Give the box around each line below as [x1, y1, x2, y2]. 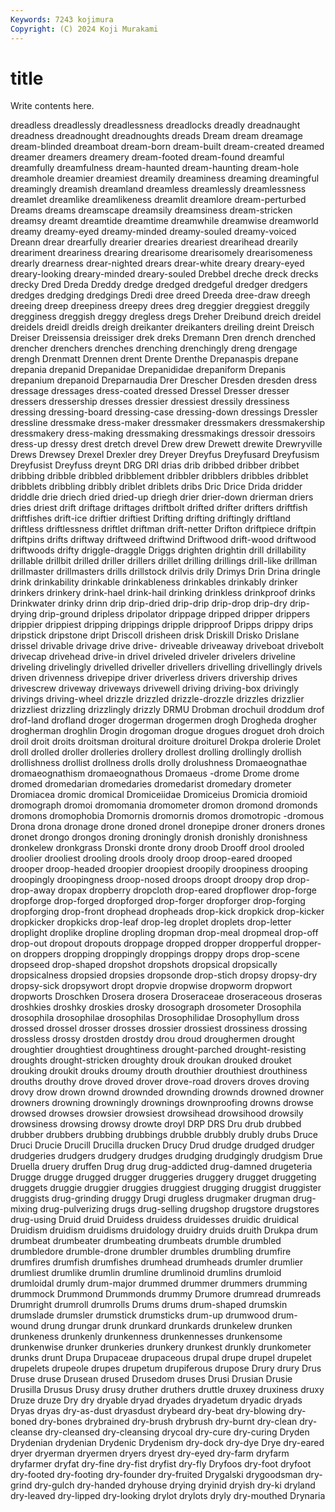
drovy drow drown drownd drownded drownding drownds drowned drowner [10, 1086, 325, 1098]
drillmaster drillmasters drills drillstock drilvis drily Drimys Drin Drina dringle [10, 566, 321, 578]
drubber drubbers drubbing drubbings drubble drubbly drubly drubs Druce [10, 1129, 319, 1141]
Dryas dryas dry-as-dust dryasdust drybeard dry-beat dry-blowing [10, 1405, 287, 1417]
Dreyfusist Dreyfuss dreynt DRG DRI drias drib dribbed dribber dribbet [10, 459, 300, 471]
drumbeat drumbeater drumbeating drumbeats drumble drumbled [10, 1235, 282, 1247]
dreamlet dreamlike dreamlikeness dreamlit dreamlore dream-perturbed [10, 194, 307, 206]
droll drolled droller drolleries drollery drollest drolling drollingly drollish [10, 746, 302, 758]
